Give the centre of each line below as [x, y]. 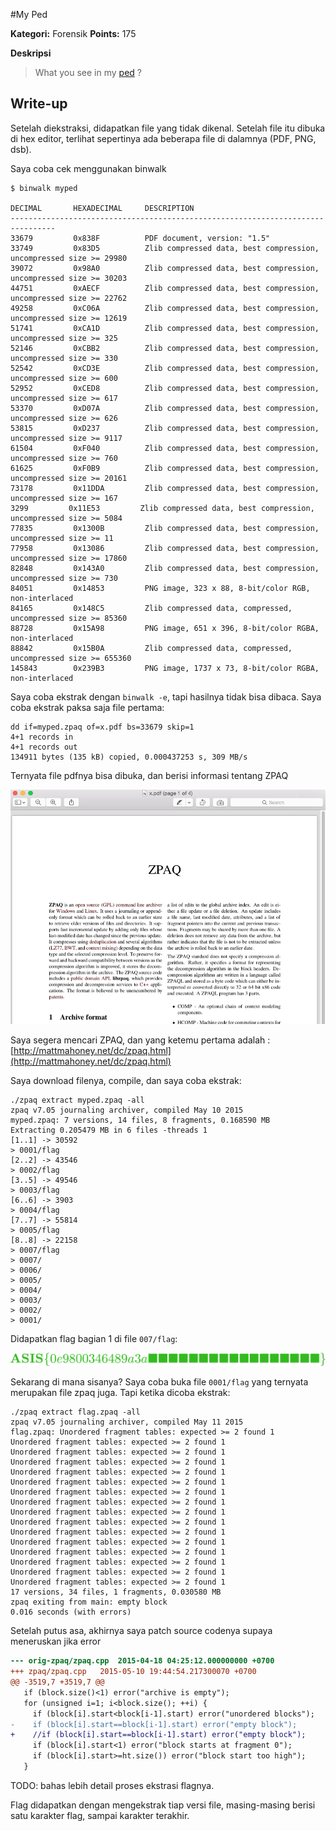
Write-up [39, 104]
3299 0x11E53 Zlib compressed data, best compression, [162, 508]
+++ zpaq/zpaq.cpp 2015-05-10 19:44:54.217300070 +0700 [133, 1672]
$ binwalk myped [44, 188]
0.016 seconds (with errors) [71, 1612]
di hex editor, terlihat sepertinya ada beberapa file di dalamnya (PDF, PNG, [163, 138]
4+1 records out [44, 747]
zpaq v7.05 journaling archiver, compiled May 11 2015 [127, 1422]
